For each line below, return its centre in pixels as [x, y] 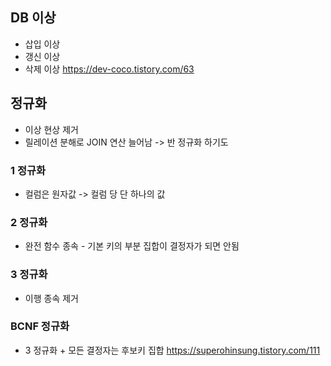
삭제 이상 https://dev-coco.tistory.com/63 [109, 69]
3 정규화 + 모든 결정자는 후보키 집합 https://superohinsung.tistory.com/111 [172, 350]
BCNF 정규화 [40, 326]
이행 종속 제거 [51, 298]
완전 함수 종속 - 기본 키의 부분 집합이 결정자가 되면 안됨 [132, 246]
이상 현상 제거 [51, 129]
